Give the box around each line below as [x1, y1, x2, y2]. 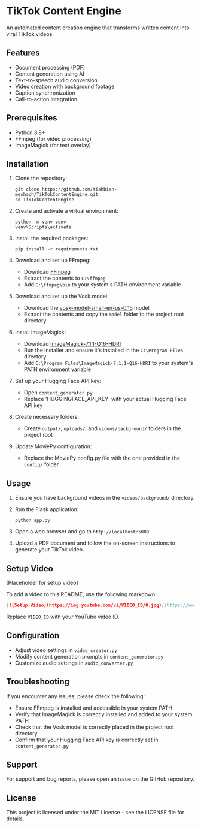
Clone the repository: [14, 175, 68, 182]
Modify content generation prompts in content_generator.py [14, 653, 164, 660]
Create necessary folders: [14, 413, 80, 421]
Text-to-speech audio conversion [14, 76, 98, 83]
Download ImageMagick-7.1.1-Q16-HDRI [23, 340, 121, 348]
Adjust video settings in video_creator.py [14, 646, 118, 654]
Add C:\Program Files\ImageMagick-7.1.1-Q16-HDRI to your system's [23, 360, 193, 367]
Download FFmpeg [23, 268, 71, 276]
